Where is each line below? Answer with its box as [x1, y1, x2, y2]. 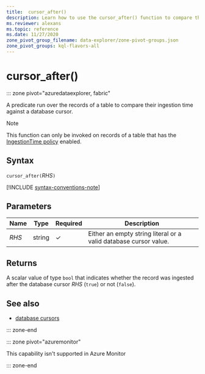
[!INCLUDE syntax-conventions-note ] [6, 184, 101, 191]
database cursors [15, 315, 60, 322]
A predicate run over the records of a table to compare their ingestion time [6, 101, 193, 109]
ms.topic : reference [6, 26, 59, 32]
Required [55, 219, 82, 228]
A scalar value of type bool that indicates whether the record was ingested [6, 274, 194, 281]
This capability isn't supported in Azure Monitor [6, 350, 126, 358]
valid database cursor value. [88, 237, 170, 246]
